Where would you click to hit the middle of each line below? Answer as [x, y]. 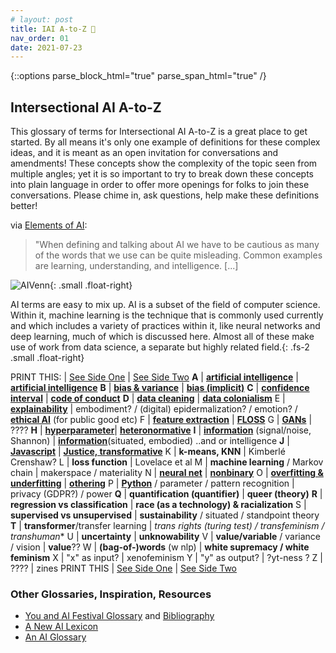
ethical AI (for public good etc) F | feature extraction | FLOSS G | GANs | [161, 420]
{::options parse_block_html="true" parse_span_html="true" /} [138, 76]
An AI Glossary [55, 637]
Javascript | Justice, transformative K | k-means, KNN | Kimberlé [148, 452]
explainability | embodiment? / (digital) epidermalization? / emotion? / [154, 409]
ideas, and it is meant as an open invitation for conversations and [144, 153]
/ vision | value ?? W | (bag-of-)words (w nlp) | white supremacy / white [160, 547]
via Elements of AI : [49, 225]
